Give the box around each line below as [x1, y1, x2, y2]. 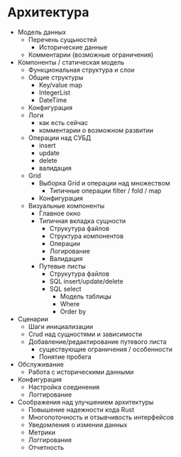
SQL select [49, 284, 82, 293]
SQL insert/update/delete [49, 276, 124, 285]
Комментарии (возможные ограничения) [28, 50, 154, 59]
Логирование [49, 247, 91, 255]
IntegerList [38, 88, 71, 97]
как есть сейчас [38, 118, 89, 127]
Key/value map [38, 80, 83, 89]
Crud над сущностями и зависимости [28, 330, 143, 338]
